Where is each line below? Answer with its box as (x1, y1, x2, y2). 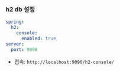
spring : (5, 19, 25, 25)
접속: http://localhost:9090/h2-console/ (14, 58, 115, 65)
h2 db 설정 (5, 5, 35, 13)
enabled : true (21, 35, 57, 41)
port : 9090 (11, 46, 38, 53)
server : (5, 41, 25, 47)
